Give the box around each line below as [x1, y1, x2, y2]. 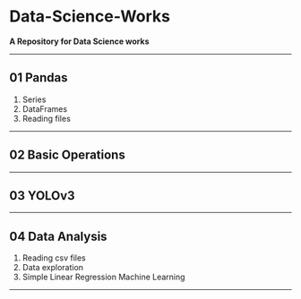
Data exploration [21, 262, 83, 273]
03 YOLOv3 [9, 188, 75, 203]
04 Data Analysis [9, 228, 107, 243]
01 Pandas [9, 70, 68, 86]
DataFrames [21, 103, 68, 114]
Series [21, 94, 47, 105]
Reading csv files [21, 252, 87, 263]
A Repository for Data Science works [9, 36, 150, 47]
